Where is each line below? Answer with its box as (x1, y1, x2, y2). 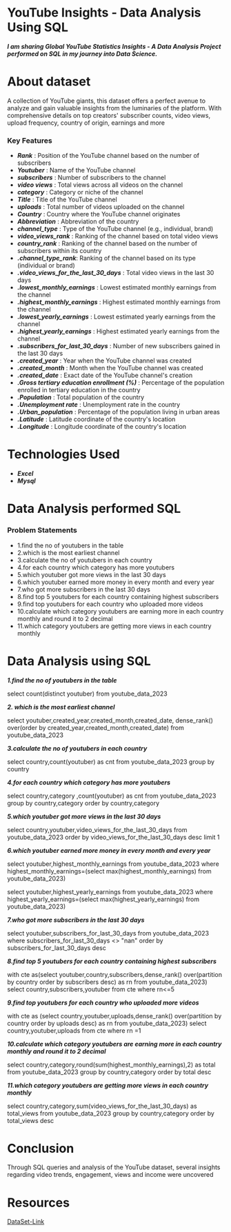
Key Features (7, 136, 53, 145)
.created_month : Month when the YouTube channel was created (17, 364, 203, 372)
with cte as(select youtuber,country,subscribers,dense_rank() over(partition (7, 970, 223, 978)
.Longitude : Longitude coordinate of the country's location (17, 423, 187, 431)
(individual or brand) (17, 261, 76, 270)
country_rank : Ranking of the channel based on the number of (17, 239, 198, 248)
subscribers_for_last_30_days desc (7, 943, 107, 952)
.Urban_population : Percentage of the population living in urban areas (17, 408, 221, 416)
